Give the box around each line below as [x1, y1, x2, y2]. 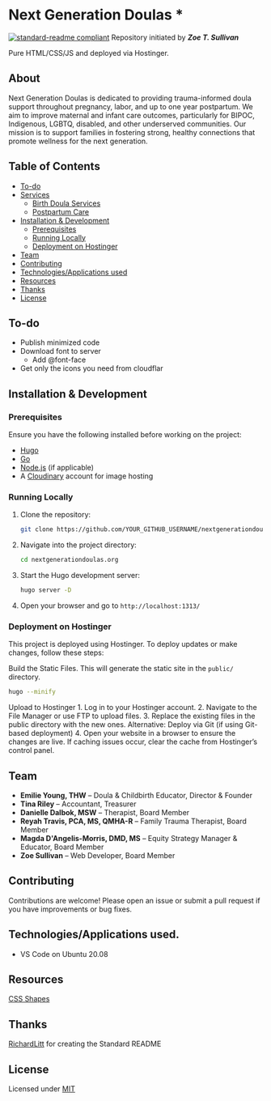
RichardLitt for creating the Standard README [8, 1039, 162, 1049]
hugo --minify [8, 688, 57, 696]
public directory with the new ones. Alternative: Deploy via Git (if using [8, 720, 244, 729]
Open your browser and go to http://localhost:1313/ [19, 601, 201, 610]
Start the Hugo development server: [19, 571, 140, 580]
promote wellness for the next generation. [8, 136, 148, 146]
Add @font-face [32, 355, 87, 365]
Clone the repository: [19, 510, 91, 520]
